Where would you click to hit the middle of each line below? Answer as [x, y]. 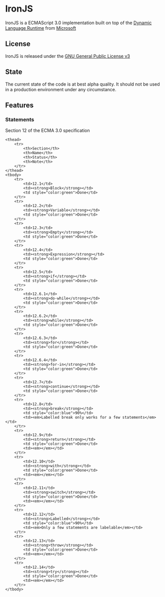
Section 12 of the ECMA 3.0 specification [48, 130]
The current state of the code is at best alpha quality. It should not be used [82, 84]
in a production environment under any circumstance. [61, 89]
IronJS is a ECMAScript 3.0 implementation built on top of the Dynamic [78, 23]
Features [19, 105]
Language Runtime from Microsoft [41, 28]
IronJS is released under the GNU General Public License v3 [68, 56]
